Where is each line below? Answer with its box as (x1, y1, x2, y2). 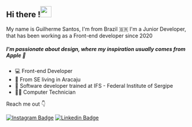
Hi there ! (6, 9, 41, 20)
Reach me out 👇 (6, 100, 46, 107)
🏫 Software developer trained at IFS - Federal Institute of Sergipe (14, 82, 174, 89)
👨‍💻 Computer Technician (14, 88, 76, 96)
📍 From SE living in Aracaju (14, 75, 81, 83)
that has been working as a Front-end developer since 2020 (6, 32, 153, 39)
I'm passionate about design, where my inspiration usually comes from (6, 46, 185, 53)
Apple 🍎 (6, 52, 26, 59)
